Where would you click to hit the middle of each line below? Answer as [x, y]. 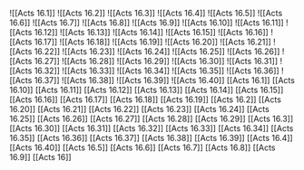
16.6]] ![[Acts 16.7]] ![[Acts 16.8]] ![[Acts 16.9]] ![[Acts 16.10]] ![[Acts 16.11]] [147, 23]
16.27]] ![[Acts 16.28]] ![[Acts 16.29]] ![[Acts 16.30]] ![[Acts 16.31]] [156, 61]
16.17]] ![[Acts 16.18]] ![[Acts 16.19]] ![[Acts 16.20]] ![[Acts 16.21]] [153, 42]
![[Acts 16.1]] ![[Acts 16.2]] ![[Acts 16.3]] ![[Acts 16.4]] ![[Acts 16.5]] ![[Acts [146, 13]
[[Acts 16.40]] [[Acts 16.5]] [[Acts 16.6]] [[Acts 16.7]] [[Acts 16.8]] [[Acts [142, 147]
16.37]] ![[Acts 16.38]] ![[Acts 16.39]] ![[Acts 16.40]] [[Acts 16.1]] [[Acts [164, 80]
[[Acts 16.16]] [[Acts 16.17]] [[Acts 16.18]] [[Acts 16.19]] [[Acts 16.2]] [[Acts [145, 99]
